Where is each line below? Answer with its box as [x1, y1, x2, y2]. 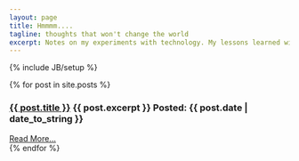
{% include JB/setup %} [9, 62, 98, 73]
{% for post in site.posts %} [9, 79, 111, 90]
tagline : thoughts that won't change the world [9, 29, 190, 38]
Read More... [9, 133, 56, 143]
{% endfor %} [9, 142, 61, 153]
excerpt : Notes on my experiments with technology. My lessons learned [9, 37, 280, 47]
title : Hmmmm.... [9, 21, 74, 30]
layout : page [9, 12, 58, 22]
